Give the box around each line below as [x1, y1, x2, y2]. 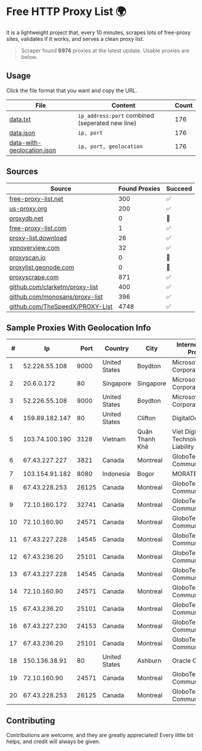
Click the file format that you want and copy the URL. [6, 87, 137, 94]
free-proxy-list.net [9, 194, 64, 203]
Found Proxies [118, 184, 161, 193]
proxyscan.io [9, 253, 46, 262]
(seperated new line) [78, 119, 137, 127]
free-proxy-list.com [9, 224, 67, 232]
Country [105, 344, 129, 353]
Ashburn [137, 656, 162, 665]
